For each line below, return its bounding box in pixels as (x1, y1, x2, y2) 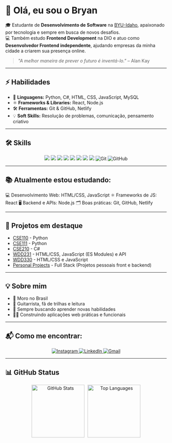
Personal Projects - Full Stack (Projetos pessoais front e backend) (12, 262, 152, 268)
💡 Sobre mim (5, 281, 47, 291)
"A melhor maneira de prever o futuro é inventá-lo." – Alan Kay (17, 57, 150, 63)
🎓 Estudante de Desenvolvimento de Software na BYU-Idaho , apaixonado (5, 21, 165, 28)
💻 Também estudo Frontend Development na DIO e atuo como (5, 35, 140, 41)
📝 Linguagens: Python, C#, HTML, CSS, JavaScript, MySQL (12, 94, 139, 100)
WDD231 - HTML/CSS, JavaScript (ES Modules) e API (12, 251, 126, 257)
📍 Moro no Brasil (12, 295, 48, 301)
